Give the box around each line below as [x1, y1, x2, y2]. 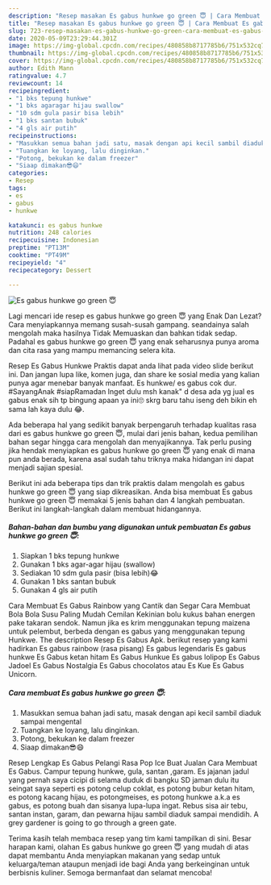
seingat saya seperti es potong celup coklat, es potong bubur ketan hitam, [8, 783, 256, 794]
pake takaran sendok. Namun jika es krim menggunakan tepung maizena [8, 618, 251, 628]
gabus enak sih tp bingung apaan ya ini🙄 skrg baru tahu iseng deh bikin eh [8, 395, 257, 405]
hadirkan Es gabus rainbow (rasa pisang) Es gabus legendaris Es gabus [8, 644, 247, 654]
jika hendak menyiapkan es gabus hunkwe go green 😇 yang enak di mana [8, 445, 256, 455]
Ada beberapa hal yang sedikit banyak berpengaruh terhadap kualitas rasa [8, 420, 256, 430]
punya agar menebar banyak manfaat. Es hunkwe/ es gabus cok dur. [8, 378, 237, 388]
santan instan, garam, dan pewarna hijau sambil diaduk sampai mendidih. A [8, 809, 260, 819]
